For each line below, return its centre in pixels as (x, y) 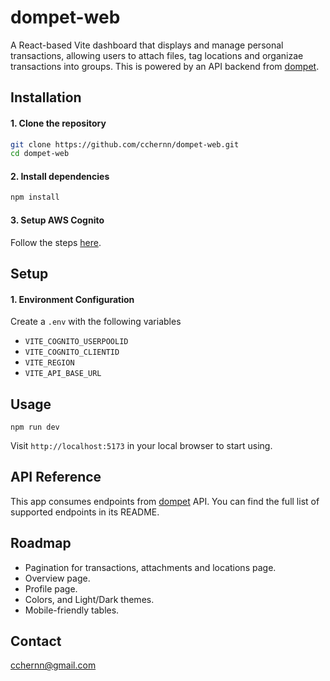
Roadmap (41, 543)
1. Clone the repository (58, 123)
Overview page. (57, 578)
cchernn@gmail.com (53, 665)
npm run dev (35, 427)
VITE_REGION (49, 363)
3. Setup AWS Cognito (57, 220)
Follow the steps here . (56, 242)
